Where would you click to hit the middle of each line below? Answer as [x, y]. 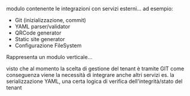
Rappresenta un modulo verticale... [49, 57]
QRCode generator [38, 33]
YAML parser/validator [42, 27]
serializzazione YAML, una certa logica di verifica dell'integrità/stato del [94, 81]
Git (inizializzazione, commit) [50, 20]
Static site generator [40, 39]
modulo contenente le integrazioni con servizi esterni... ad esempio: [90, 9]
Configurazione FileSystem [48, 45]
